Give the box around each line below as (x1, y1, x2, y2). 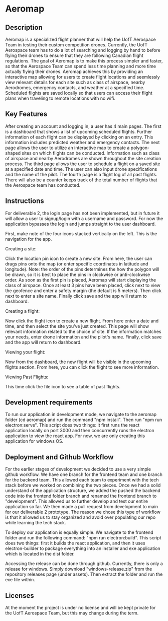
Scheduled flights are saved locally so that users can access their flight (5, 90, 153, 96)
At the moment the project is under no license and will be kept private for (5, 605, 156, 611)
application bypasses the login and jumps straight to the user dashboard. (5, 221, 156, 227)
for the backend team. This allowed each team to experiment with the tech (5, 477, 159, 483)
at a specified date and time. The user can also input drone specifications (5, 166, 157, 172)
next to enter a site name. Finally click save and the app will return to (5, 293, 147, 299)
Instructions (5, 197, 44, 205)
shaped (5, 150, 21, 156)
